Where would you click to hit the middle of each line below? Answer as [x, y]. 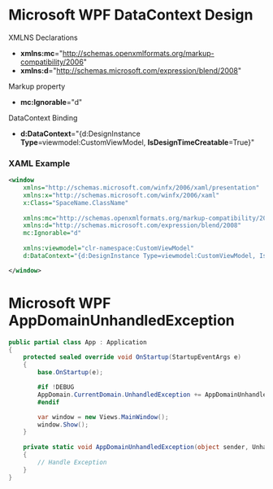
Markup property [37, 86]
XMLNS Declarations [43, 37]
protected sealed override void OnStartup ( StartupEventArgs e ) [132, 357]
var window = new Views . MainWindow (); [103, 417]
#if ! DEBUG [56, 387]
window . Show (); [63, 425]
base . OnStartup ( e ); [71, 373]
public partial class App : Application [78, 342]
